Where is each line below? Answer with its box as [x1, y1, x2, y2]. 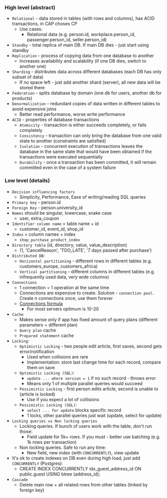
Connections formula [19, 300, 63, 306]
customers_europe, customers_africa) [19, 263, 98, 269]
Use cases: [19, 26, 43, 32]
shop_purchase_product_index [19, 237, 80, 242]
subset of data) [11, 74, 43, 80]
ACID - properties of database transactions [11, 117, 99, 123]
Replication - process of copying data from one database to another [11, 53, 154, 59]
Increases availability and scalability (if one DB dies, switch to [19, 58, 146, 64]
